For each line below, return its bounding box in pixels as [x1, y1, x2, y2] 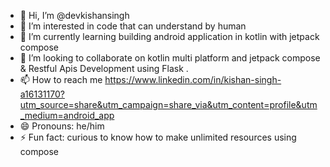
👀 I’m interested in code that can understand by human [19, 20, 247, 32]
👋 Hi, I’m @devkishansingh [19, 10, 130, 21]
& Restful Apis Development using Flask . [19, 63, 189, 74]
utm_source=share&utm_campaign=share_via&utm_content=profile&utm [19, 99, 318, 110]
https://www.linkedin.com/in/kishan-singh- [104, 74, 282, 85]
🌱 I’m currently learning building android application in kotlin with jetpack [19, 31, 320, 42]
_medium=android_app [19, 110, 115, 121]
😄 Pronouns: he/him [19, 120, 105, 132]
